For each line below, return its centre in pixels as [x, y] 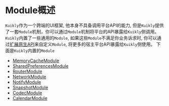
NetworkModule [29, 77]
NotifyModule [27, 82]
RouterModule [27, 71]
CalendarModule [30, 98]
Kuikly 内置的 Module [34, 50]
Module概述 [30, 10]
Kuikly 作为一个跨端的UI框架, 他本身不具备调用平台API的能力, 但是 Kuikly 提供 [84, 25]
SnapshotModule [30, 87]
